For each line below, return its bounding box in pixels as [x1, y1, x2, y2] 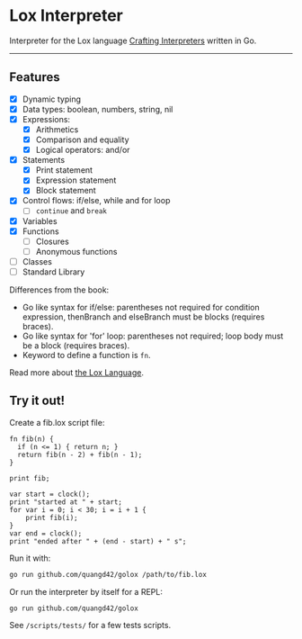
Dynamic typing [22, 94, 82, 104]
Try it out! [9, 393, 66, 409]
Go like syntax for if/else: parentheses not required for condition [22, 301, 261, 312]
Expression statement [35, 175, 117, 185]
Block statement [35, 185, 96, 196]
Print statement [35, 165, 93, 175]
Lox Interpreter [9, 5, 123, 26]
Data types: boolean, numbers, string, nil [22, 103, 173, 114]
